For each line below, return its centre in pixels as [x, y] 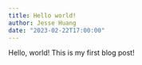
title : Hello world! [43, 15]
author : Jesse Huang [43, 23]
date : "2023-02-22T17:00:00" [57, 30]
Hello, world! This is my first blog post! [71, 53]
